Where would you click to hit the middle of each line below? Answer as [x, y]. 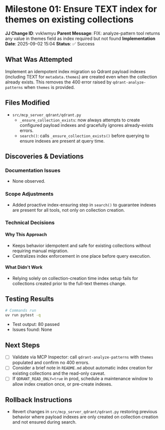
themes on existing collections [69, 20]
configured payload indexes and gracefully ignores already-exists [86, 125]
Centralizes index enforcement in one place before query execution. [82, 256]
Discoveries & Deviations [44, 156]
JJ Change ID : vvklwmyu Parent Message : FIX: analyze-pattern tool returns [83, 33]
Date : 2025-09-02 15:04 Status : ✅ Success [50, 43]
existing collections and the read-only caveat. [59, 373]
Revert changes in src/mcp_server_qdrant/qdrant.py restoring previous [85, 412]
